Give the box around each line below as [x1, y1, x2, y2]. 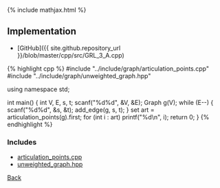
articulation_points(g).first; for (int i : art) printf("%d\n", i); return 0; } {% [7, 113, 210, 121]
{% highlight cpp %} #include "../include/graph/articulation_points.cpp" [7, 64, 210, 73]
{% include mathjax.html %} [7, 6, 87, 14]
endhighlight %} [7, 120, 53, 128]
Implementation [7, 25, 77, 37]
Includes [7, 137, 37, 147]
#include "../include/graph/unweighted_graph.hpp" [7, 71, 151, 80]
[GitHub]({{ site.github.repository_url [16, 44, 121, 52]
